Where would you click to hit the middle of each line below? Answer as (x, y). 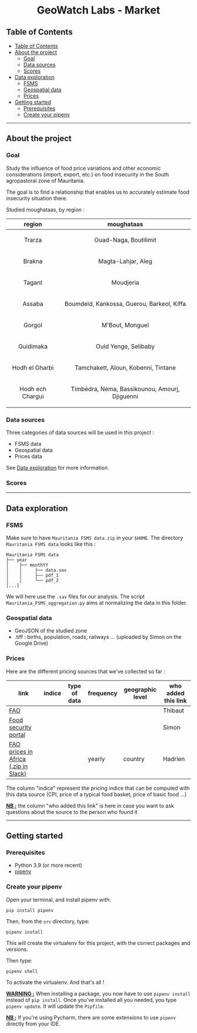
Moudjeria (125, 282)
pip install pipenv (30, 910)
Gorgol (33, 325)
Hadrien (174, 759)
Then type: (19, 960)
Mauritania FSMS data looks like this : (51, 544)
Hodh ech (33, 389)
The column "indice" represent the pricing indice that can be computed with (98, 788)
